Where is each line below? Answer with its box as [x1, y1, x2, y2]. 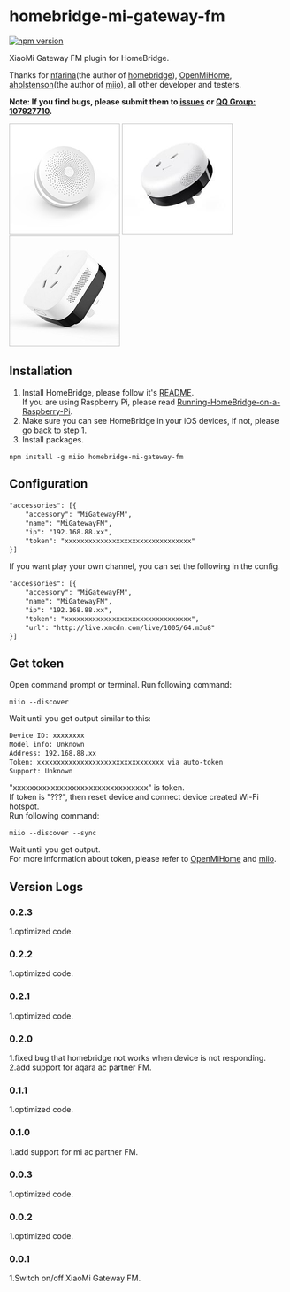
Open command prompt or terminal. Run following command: [9, 680, 233, 690]
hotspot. [9, 801, 40, 811]
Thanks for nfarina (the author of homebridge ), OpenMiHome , [9, 69, 233, 81]
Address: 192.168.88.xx [9, 750, 97, 758]
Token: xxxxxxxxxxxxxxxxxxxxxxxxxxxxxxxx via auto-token [9, 758, 224, 767]
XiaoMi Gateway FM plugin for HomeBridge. [9, 52, 170, 63]
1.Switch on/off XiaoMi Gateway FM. [9, 1273, 141, 1284]
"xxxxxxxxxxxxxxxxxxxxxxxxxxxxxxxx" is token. [9, 782, 185, 793]
